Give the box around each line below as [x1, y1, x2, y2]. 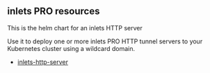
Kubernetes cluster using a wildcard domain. [7, 44, 136, 52]
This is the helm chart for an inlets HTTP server [7, 23, 143, 32]
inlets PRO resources [7, 6, 100, 17]
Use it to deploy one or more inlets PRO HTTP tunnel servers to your [7, 37, 203, 45]
